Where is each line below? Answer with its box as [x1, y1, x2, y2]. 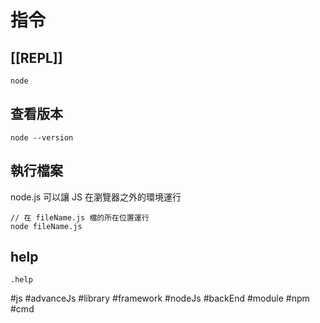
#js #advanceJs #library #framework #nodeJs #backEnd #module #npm [10, 292, 310, 305]
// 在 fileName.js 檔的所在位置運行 [10, 212, 150, 223]
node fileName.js [10, 221, 83, 231]
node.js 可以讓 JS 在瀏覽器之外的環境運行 [10, 191, 182, 203]
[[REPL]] [10, 49, 63, 66]
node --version [10, 132, 74, 143]
